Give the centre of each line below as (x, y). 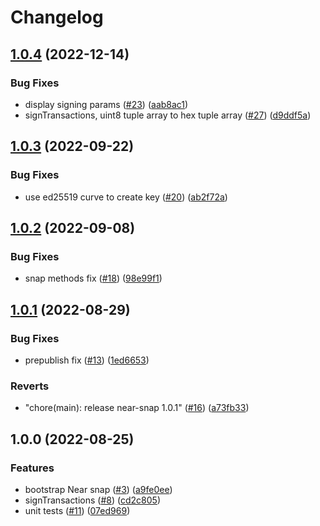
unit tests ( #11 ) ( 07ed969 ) (77, 510)
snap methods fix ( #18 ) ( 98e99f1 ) (93, 278)
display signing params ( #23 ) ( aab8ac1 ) (106, 104)
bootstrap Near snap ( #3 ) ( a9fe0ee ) (98, 489)
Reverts (30, 386)
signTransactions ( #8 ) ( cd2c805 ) (92, 500)
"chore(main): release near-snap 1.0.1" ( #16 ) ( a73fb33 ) (137, 408)
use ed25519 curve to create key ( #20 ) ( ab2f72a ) (126, 197)
